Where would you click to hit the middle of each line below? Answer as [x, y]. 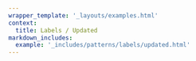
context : [23, 23]
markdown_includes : [41, 38]
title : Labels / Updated [57, 30]
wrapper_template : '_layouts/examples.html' [83, 15]
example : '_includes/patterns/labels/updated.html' [103, 45]
